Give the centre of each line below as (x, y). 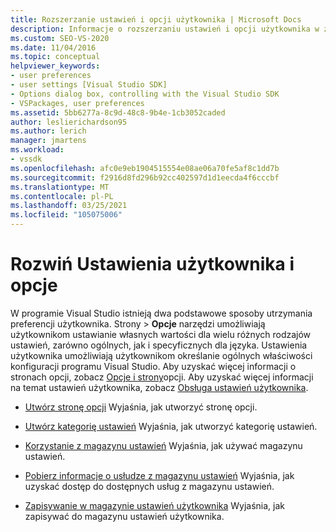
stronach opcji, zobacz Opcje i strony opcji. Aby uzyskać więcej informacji (162, 377)
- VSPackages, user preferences (77, 103)
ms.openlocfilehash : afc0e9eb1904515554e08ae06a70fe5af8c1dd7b (145, 168)
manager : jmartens (48, 141)
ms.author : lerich (48, 131)
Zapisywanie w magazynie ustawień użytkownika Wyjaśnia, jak (154, 505)
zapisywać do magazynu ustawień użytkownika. (124, 516)
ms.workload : (37, 150)
